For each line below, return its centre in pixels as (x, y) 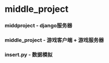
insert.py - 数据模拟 (29, 55)
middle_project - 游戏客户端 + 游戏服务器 (54, 40)
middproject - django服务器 (38, 26)
